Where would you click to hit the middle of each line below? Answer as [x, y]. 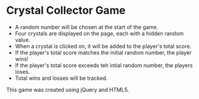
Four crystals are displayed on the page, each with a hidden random [99, 33]
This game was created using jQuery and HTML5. [68, 89]
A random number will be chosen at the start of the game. [87, 27]
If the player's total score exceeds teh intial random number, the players [104, 65]
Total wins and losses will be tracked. [61, 78]
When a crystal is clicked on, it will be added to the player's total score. [103, 46]
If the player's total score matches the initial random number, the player [103, 52]
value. [23, 40]
